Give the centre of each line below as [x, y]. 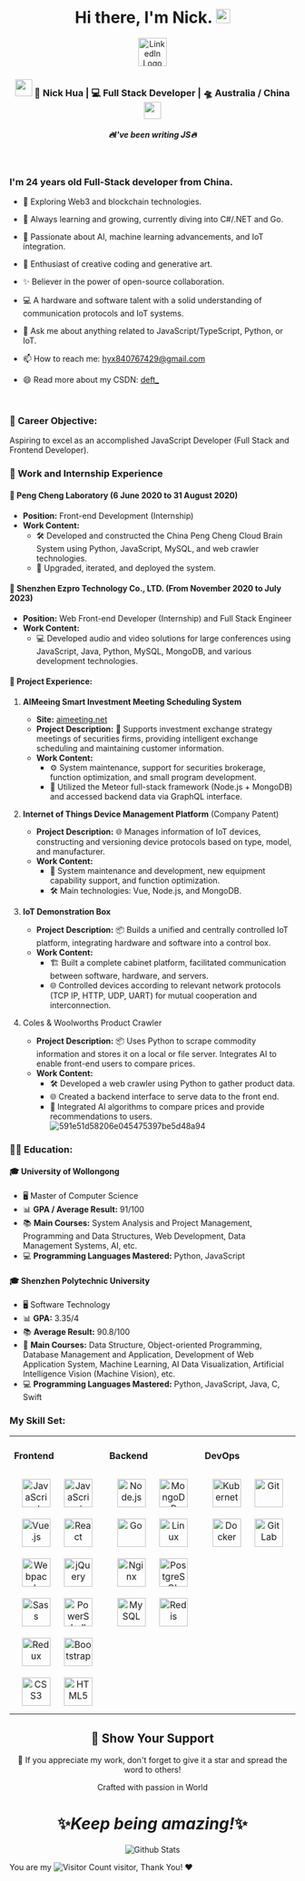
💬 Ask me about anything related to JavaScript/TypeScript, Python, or [153, 331]
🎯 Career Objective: [54, 421]
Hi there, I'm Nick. [144, 18]
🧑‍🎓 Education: [41, 1149]
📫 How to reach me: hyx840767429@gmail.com [114, 359]
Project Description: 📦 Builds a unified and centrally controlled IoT [162, 929]
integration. [44, 247]
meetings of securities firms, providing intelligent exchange [147, 739]
